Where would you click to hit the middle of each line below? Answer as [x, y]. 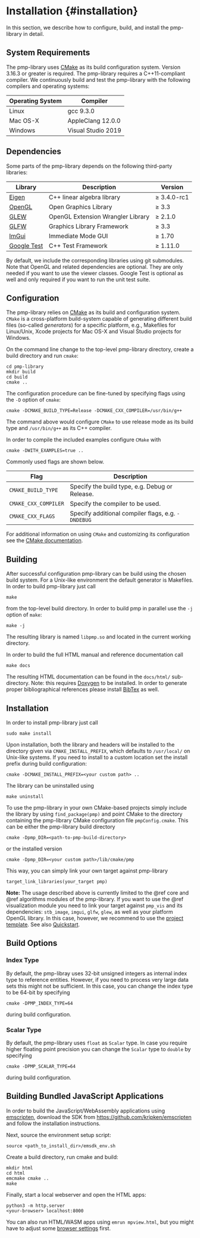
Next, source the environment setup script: [59, 1135]
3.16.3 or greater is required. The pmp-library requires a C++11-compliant [96, 73]
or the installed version [34, 849]
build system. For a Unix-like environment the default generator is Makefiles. [100, 580]
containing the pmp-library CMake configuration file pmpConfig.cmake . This [97, 820]
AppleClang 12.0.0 [94, 121]
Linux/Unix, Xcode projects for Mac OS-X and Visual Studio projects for [94, 331]
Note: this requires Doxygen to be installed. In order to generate [109, 683]
